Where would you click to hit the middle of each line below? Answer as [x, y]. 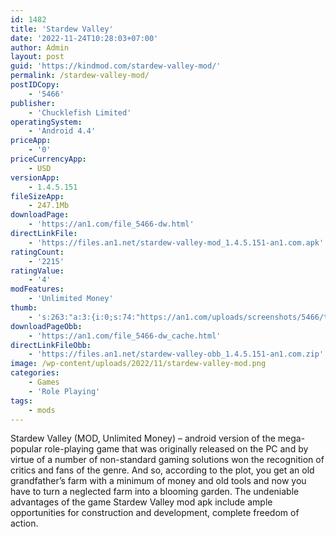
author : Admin [40, 47]
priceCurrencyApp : [48, 159]
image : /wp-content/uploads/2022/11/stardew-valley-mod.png [138, 364]
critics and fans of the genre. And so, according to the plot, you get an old [162, 470]
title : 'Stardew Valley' [62, 29]
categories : [35, 373]
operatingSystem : [46, 122]
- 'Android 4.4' [62, 131]
